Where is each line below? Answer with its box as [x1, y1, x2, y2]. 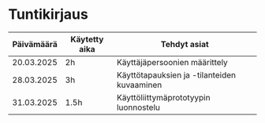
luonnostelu [117, 102, 160, 113]
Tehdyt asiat [160, 38, 209, 49]
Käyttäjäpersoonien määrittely [117, 56, 229, 67]
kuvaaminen [117, 79, 162, 90]
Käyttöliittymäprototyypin [117, 92, 211, 103]
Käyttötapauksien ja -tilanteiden [117, 69, 237, 80]
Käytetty [70, 34, 104, 45]
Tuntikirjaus [8, 5, 88, 24]
